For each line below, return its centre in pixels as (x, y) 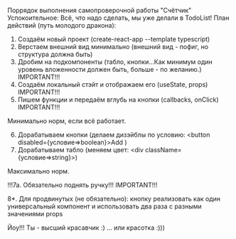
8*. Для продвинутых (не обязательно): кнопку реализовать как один (114, 199)
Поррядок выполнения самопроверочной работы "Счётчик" (100, 10)
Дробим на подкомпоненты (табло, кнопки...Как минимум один (115, 62)
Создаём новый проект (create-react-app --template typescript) (114, 39)
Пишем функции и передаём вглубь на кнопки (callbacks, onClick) (118, 100)
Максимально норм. (38, 171)
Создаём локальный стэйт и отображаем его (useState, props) (113, 84)
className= (163, 150)
